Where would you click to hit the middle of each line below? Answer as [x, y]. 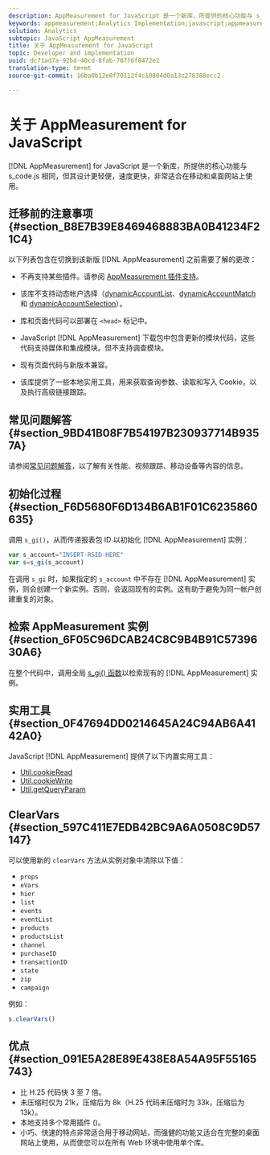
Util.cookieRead [46, 772]
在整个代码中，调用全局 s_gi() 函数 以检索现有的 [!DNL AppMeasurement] [129, 673]
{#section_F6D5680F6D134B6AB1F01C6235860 [133, 507]
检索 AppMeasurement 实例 [78, 627]
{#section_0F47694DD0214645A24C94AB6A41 [132, 723]
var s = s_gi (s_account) [46, 562]
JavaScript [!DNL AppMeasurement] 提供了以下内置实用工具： [112, 756]
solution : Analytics [43, 31]
